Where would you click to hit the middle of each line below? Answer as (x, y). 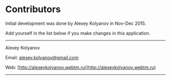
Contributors (33, 9)
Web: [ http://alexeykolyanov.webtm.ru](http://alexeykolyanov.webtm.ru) (81, 67)
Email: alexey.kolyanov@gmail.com (42, 57)
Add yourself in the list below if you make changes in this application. (78, 33)
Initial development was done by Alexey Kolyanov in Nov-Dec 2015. (76, 23)
